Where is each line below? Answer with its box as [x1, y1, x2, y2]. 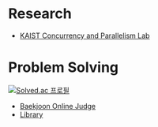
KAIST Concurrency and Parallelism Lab [19, 31, 150, 40]
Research [8, 5, 73, 23]
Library [19, 110, 43, 119]
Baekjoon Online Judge [19, 101, 96, 110]
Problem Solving [8, 58, 119, 77]
